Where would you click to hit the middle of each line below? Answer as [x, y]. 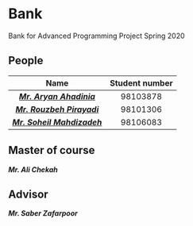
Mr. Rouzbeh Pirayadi [57, 109]
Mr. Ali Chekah [33, 169]
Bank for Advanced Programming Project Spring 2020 [96, 36]
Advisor [29, 194]
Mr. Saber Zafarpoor [43, 213]
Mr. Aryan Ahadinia [57, 96]
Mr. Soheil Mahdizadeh [57, 122]
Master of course [52, 150]
